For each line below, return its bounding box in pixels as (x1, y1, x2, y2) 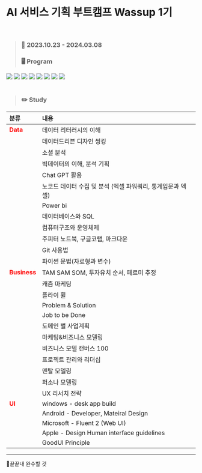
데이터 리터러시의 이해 (41, 126, 101, 134)
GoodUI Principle (41, 439, 90, 447)
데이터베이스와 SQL (41, 212, 95, 221)
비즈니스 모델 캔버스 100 (41, 345, 109, 353)
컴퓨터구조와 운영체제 (41, 223, 99, 232)
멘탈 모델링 (41, 367, 72, 375)
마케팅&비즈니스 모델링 (41, 333, 103, 342)
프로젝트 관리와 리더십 (41, 355, 101, 364)
